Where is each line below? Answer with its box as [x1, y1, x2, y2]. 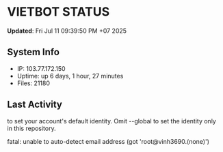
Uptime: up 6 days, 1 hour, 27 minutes [16, 72, 124, 80]
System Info [7, 46, 60, 58]
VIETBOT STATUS [7, 4, 110, 20]
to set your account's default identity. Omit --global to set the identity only [7, 117, 217, 125]
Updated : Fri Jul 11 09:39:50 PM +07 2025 [7, 27, 127, 35]
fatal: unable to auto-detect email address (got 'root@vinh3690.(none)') [7, 137, 210, 145]
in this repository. [7, 124, 56, 132]
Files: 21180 [16, 79, 50, 87]
